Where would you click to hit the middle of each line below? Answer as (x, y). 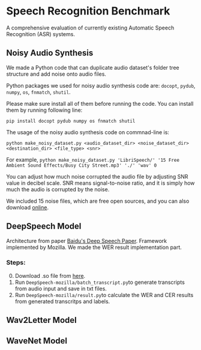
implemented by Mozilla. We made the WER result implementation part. (94, 247)
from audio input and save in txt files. (61, 288)
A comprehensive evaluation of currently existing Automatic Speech (90, 28)
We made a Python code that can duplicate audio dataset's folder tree (93, 67)
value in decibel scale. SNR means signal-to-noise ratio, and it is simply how (100, 183)
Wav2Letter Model (41, 320)
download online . (28, 207)
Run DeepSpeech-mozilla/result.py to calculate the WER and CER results (104, 295)
